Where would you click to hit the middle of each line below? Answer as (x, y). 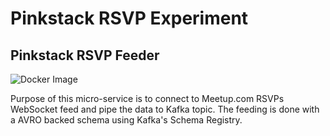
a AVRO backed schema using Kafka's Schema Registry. (126, 120)
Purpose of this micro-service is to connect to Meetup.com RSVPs (147, 98)
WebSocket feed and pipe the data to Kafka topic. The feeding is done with (165, 109)
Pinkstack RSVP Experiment (129, 18)
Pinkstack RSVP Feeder (85, 55)
